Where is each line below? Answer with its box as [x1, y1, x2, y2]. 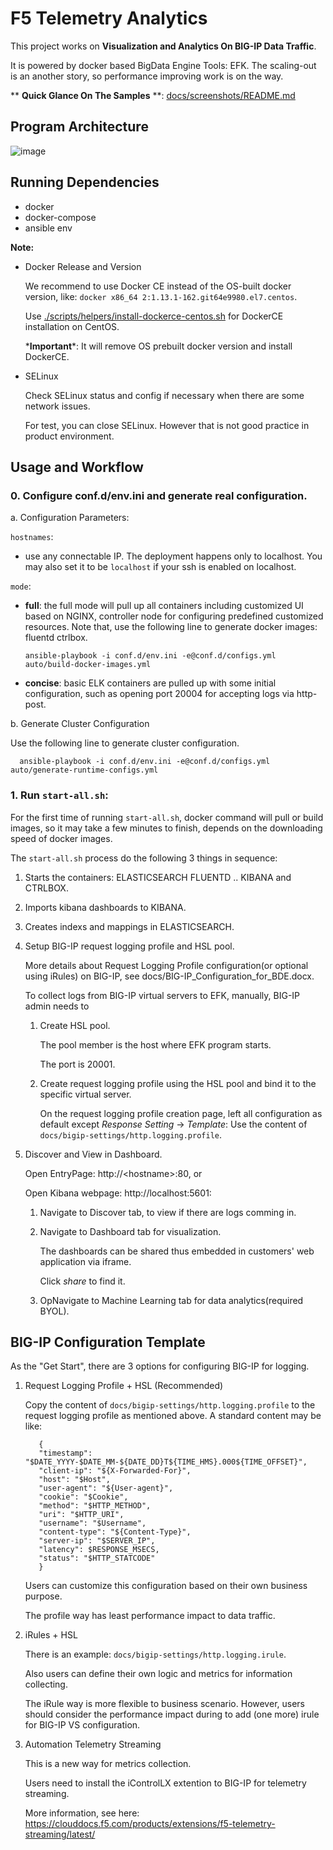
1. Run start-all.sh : [10, 788, 109, 802]
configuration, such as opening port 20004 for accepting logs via [24, 688, 295, 700]
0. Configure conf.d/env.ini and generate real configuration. [10, 488, 308, 502]
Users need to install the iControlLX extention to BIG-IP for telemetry [24, 1777, 307, 1789]
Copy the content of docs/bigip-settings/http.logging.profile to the [24, 1399, 316, 1411]
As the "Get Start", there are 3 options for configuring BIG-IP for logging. [10, 1360, 310, 1372]
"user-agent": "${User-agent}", [38, 1483, 174, 1494]
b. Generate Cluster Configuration [10, 718, 150, 730]
